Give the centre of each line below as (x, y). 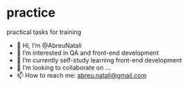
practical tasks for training (44, 32)
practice (31, 13)
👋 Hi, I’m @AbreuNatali (49, 45)
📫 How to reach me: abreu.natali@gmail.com (82, 75)
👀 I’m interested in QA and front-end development (87, 53)
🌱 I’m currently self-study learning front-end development (99, 60)
